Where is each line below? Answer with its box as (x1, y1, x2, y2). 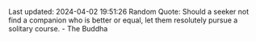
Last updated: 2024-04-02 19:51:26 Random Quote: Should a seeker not (8, 7, 250, 16)
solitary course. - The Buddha (8, 24, 108, 33)
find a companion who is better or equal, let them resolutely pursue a (8, 15, 238, 25)
